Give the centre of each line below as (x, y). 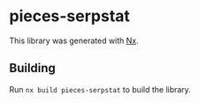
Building (32, 68)
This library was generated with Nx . (74, 40)
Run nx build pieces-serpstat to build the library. (100, 89)
